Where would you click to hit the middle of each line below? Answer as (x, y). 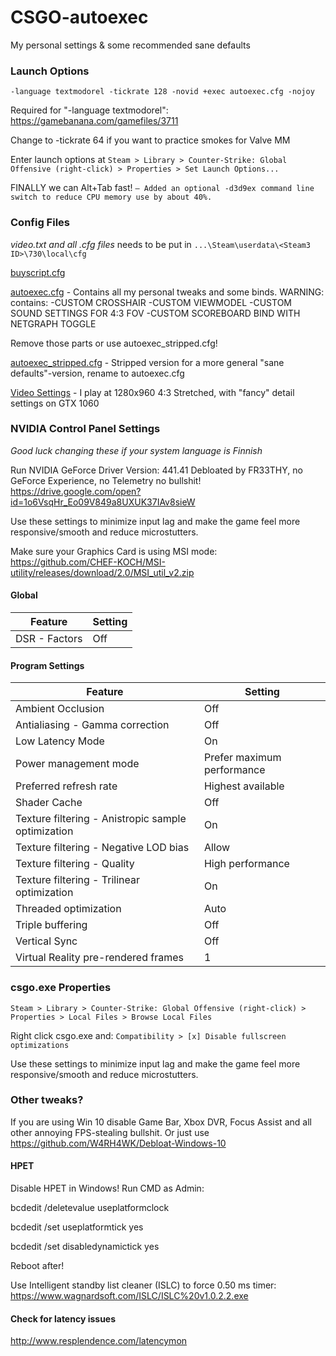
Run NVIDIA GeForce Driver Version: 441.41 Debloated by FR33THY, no (156, 470)
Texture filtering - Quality (75, 864)
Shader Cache (49, 803)
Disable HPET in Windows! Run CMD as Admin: (107, 1188)
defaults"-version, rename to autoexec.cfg (97, 373)
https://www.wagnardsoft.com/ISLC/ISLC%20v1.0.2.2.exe (129, 1296)
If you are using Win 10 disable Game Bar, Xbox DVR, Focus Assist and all (161, 1122)
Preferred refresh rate (66, 786)
